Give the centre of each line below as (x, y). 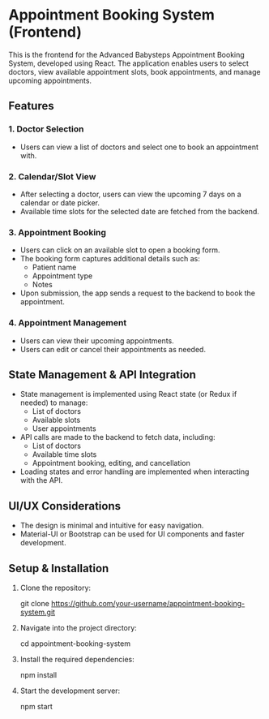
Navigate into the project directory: (79, 627)
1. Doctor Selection (46, 129)
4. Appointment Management (68, 323)
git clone (35, 603)
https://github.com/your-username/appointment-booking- (148, 603)
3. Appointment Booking (58, 232)
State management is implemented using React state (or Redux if (128, 394)
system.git (37, 612)
